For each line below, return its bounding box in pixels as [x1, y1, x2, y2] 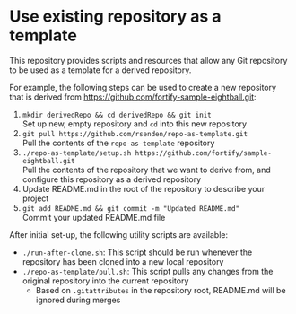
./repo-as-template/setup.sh [22, 148, 132, 158]
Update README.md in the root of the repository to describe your [22, 183, 266, 194]
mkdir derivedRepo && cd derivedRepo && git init [22, 110, 213, 119]
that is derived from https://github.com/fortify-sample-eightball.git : [9, 92, 257, 102]
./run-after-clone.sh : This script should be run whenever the [22, 247, 253, 257]
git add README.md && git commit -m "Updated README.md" [22, 204, 240, 213]
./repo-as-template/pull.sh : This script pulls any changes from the [22, 266, 274, 276]
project [22, 193, 49, 204]
